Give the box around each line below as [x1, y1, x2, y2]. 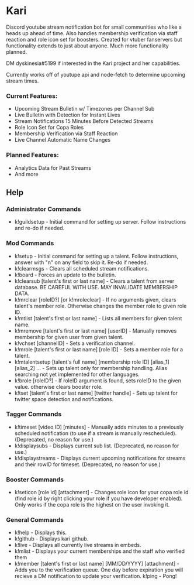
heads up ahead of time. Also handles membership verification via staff [6, 29, 178, 36]
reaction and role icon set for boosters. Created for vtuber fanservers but [6, 36, 182, 43]
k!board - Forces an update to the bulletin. [14, 271, 116, 278]
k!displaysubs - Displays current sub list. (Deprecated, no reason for [14, 442, 179, 449]
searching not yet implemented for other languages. [14, 371, 140, 378]
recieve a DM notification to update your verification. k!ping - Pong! [14, 573, 177, 580]
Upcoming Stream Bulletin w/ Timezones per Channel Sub [14, 105, 155, 112]
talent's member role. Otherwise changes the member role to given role [14, 302, 187, 309]
